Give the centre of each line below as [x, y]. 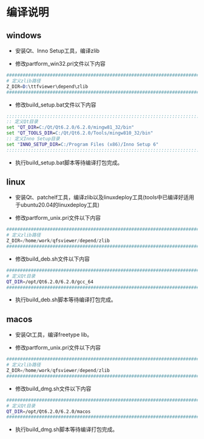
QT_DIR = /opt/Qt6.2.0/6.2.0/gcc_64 [50, 282]
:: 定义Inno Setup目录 [33, 139]
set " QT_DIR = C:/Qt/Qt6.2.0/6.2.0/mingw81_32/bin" [70, 128]
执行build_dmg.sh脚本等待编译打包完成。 [66, 429]
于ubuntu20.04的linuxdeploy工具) [57, 205]
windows [24, 35]
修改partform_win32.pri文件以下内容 [60, 64]
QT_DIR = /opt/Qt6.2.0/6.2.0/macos [49, 412]
